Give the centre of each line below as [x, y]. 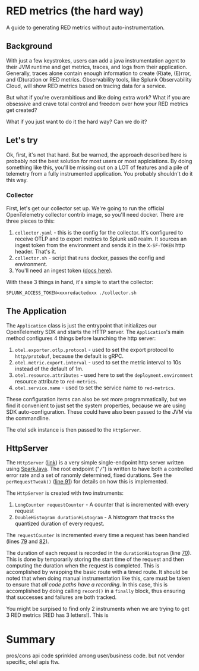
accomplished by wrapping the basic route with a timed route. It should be [97, 572]
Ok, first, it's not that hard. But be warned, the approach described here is [97, 155]
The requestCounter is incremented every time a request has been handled [97, 535]
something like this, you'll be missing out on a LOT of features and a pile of [97, 167]
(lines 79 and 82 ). [28, 542]
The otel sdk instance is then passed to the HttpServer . [74, 429]
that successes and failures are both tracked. [61, 597]
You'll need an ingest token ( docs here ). [64, 270]
